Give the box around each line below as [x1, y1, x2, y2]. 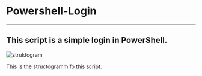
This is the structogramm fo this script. [6, 63, 102, 70]
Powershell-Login [6, 4, 97, 18]
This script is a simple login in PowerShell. [6, 35, 168, 45]
